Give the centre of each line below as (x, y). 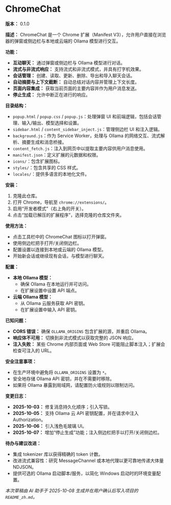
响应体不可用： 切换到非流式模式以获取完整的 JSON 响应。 (74, 338)
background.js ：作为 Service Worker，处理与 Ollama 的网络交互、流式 (87, 136)
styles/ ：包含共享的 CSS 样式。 (46, 167)
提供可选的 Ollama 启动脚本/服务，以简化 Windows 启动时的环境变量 (84, 473)
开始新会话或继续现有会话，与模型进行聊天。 (60, 256)
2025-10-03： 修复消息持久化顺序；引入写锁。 (62, 407)
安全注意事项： (21, 361)
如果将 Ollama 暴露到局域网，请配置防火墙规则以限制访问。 (75, 385)
